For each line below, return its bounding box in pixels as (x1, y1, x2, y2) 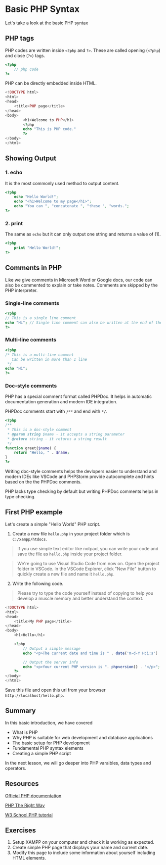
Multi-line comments (5, 336, 57, 343)
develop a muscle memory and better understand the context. (17, 595, 144, 601)
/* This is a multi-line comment (5, 352, 74, 357)
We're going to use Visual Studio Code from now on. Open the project (17, 560, 160, 566)
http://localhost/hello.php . (5, 692, 64, 698)
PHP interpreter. (5, 287, 38, 293)
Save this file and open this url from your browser (5, 687, 106, 693)
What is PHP (12, 729, 38, 735)
